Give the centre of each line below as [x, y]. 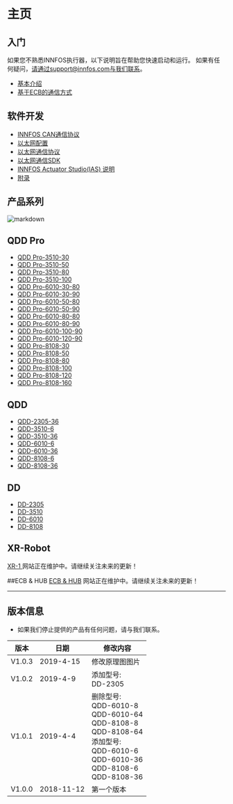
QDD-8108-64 [117, 732]
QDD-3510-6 [35, 429]
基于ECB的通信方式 [45, 92]
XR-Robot [29, 549]
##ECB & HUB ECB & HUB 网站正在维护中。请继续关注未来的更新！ [103, 580]
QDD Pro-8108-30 [43, 346]
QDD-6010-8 [115, 705]
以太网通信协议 [38, 151]
